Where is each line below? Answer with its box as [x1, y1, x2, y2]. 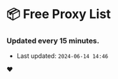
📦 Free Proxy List [6, 6, 111, 22]
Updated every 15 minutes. [6, 36, 100, 46]
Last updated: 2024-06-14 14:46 [16, 52, 109, 60]
